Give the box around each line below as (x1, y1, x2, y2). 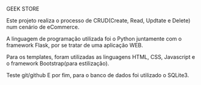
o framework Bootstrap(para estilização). (6, 60, 110, 67)
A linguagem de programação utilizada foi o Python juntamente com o (6, 35, 182, 42)
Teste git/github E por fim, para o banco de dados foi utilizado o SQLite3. (6, 72, 189, 78)
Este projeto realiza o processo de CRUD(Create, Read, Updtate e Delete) (6, 17, 191, 24)
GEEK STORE (6, 5, 40, 12)
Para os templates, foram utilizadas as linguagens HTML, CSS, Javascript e (6, 53, 196, 60)
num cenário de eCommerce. (6, 24, 80, 30)
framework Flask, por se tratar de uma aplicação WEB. (6, 42, 143, 49)
